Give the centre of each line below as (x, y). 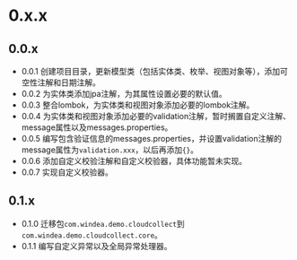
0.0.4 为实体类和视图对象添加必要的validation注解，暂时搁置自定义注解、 (156, 116)
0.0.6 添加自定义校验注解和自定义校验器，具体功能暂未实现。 (134, 161)
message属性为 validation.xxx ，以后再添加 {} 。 (110, 150)
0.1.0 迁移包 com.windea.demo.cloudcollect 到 (103, 223)
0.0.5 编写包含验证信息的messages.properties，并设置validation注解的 (152, 139)
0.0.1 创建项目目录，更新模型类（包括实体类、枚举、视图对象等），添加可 (154, 71)
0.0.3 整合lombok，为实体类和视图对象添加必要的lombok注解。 (138, 105)
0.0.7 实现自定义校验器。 (67, 172)
